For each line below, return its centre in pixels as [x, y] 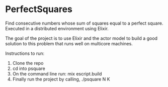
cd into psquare [29, 68]
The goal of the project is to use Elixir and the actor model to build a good [81, 38]
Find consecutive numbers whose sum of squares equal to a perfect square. [84, 23]
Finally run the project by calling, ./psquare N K [61, 79]
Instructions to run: [25, 53]
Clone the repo [28, 63]
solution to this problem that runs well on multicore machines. [69, 43]
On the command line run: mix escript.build [57, 73]
